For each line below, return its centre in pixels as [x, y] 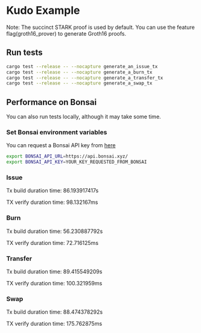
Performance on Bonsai [52, 102]
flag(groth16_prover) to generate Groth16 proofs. [66, 33]
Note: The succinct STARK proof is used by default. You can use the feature [101, 27]
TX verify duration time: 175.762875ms [54, 324]
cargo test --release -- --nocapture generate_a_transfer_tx [85, 78]
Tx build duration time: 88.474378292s [55, 312]
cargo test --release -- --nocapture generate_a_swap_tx [79, 83]
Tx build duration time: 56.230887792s [55, 231]
